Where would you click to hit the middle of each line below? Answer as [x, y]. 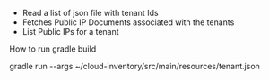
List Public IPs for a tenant [70, 32]
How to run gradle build [53, 49]
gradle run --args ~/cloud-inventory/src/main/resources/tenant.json [134, 66]
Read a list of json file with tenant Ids [90, 13]
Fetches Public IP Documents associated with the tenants [128, 22]
